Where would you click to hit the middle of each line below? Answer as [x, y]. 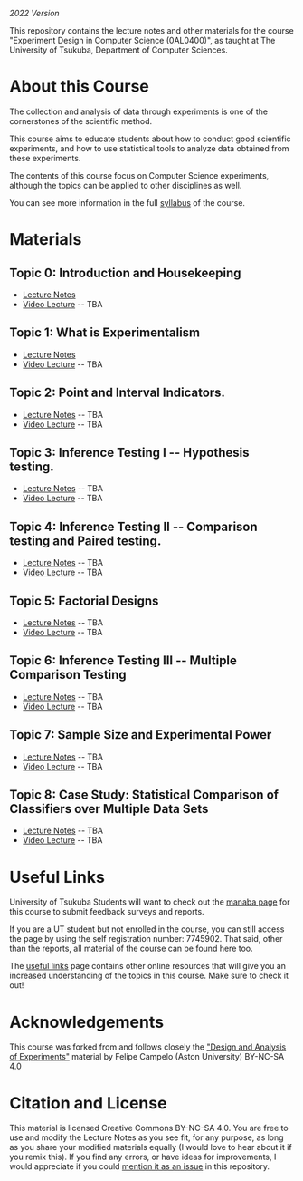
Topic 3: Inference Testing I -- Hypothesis [129, 452]
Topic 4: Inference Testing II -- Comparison [133, 526]
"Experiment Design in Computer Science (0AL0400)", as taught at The [142, 40]
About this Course [79, 87]
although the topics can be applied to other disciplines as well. [126, 185]
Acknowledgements [87, 1022]
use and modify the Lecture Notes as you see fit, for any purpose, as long [147, 1137]
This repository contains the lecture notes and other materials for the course [151, 30]
